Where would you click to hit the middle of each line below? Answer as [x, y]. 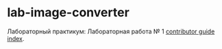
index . [16, 38]
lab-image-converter [69, 13]
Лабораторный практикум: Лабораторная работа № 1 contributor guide [111, 31]
